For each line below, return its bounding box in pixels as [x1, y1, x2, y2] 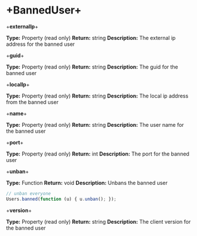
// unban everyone [6, 190, 51, 197]
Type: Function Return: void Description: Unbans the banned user [6, 179, 168, 186]
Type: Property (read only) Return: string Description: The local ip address [6, 92, 189, 99]
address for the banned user [6, 41, 75, 48]
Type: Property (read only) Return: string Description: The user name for [6, 121, 184, 128]
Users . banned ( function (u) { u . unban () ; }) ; [6, 196, 117, 202]
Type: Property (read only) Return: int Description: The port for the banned [6, 150, 189, 157]
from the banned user [6, 98, 59, 106]
